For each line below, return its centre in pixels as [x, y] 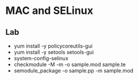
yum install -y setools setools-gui [54, 52]
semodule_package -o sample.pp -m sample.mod [74, 70]
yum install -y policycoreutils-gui [53, 46]
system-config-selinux [41, 58]
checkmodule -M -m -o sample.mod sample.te [70, 64]
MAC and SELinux [49, 11]
